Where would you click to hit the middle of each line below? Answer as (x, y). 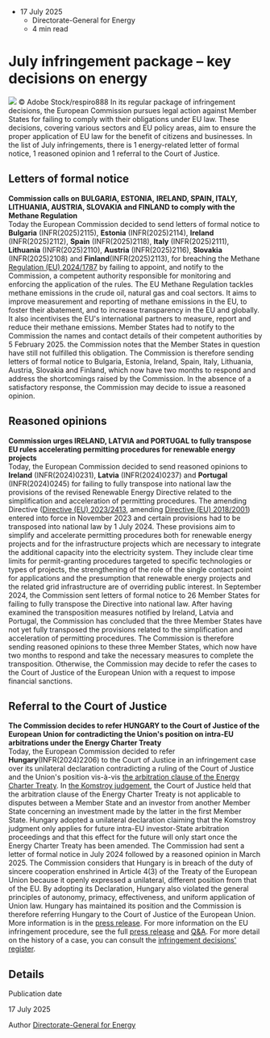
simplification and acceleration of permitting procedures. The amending (128, 501)
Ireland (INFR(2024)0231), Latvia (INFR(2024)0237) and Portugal (118, 475)
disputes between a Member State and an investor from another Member (130, 803)
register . (22, 949)
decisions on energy (78, 79)
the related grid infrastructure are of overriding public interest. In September (135, 586)
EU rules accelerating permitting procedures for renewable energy (122, 449)
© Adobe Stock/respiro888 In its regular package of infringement (127, 102)
